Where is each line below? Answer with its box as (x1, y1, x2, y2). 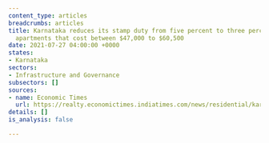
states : (8, 49, 34, 57)
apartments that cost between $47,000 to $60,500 (15, 34, 184, 42)
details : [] (8, 109, 48, 117)
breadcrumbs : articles (8, 19, 84, 27)
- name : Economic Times (8, 93, 88, 101)
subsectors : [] (8, 78, 59, 86)
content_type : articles (8, 11, 88, 20)
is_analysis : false (8, 116, 74, 124)
